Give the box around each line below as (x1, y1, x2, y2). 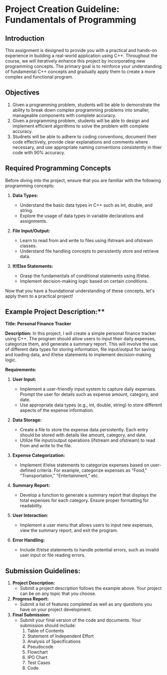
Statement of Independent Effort (27, 633, 94, 639)
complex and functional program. (5, 74, 74, 80)
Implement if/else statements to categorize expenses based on (19, 462, 150, 468)
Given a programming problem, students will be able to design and (12, 118, 150, 124)
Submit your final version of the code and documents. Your (19, 617, 141, 623)
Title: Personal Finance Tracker (5, 321, 71, 327)
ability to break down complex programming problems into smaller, (12, 107, 150, 113)
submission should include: (19, 622, 76, 628)
